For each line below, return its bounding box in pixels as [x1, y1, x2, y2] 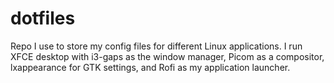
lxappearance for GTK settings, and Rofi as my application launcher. [10, 61, 291, 73]
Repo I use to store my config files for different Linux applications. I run [10, 40, 303, 52]
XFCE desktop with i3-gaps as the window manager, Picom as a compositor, [10, 50, 325, 62]
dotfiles [10, 7, 76, 30]
